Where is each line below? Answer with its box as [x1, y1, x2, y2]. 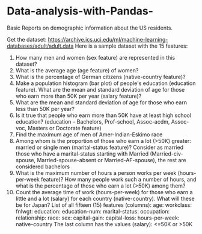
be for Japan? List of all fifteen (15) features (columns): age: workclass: [15, 201, 192, 209]
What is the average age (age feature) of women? [15, 66, 139, 74]
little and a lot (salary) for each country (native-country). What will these [15, 195, 195, 202]
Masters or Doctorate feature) [27, 124, 102, 131]
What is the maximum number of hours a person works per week [15, 169, 177, 176]
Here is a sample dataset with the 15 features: [75, 42, 188, 49]
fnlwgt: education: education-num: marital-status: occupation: [15, 207, 170, 215]
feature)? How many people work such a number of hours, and [40, 175, 197, 183]
